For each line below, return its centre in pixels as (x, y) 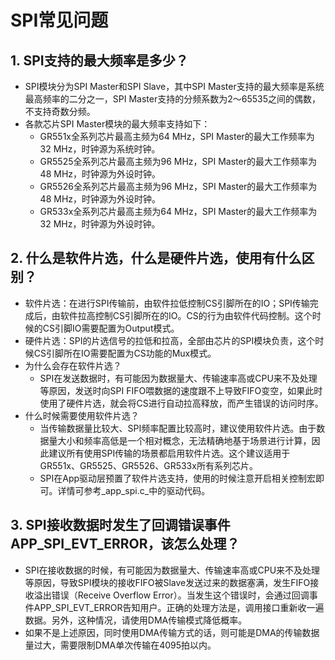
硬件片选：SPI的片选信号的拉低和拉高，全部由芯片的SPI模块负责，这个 (170, 340)
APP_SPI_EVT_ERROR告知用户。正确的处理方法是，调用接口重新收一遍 (179, 607)
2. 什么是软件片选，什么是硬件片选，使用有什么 (156, 258)
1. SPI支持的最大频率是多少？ (99, 60)
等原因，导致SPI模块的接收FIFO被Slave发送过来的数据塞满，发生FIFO (167, 582)
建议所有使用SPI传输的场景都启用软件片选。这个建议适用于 (169, 453)
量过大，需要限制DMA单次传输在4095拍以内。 (120, 645)
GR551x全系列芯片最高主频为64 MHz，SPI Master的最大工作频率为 (177, 136)
